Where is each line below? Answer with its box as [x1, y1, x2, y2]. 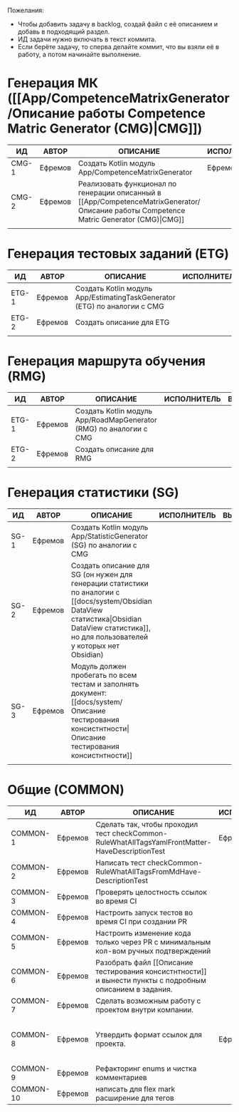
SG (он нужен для [70, 570, 133, 580]
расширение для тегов [95, 1093, 174, 1103]
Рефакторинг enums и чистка [95, 1064, 197, 1074]
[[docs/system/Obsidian [70, 596, 153, 606]
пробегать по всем [70, 670, 137, 680]
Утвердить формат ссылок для [95, 1029, 203, 1039]
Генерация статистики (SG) [7, 485, 179, 500]
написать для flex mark [95, 1083, 176, 1093]
